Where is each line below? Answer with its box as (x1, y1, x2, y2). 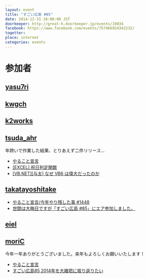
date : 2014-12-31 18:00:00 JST (5, 16, 70, 21)
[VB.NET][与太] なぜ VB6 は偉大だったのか (12, 170, 100, 176)
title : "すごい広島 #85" (5, 12, 53, 17)
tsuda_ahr (5, 134, 37, 142)
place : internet (5, 35, 39, 40)
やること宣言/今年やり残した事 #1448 (12, 199, 90, 205)
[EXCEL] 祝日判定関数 (12, 164, 57, 170)
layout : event (5, 7, 35, 12)
